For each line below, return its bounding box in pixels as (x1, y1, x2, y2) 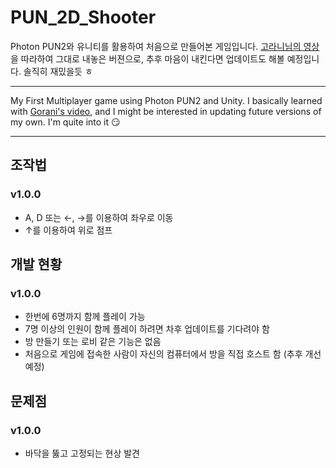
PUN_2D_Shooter (10, 6, 157, 29)
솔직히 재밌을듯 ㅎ (23, 65, 93, 77)
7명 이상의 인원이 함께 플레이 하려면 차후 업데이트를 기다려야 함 (24, 323, 270, 335)
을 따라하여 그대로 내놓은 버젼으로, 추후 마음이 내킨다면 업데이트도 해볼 (10, 52, 285, 65)
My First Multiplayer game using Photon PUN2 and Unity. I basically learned (10, 94, 323, 106)
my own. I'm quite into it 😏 (10, 116, 121, 128)
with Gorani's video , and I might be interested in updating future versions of (10, 105, 322, 117)
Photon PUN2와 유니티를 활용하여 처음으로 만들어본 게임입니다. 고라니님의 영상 (10, 40, 320, 52)
